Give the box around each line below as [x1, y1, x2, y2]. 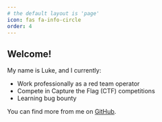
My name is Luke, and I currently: [7, 66, 102, 75]
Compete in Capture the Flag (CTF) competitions [16, 87, 156, 95]
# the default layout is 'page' [7, 10, 100, 17]
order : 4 [7, 23, 32, 29]
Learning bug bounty [16, 94, 77, 103]
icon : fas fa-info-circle [7, 16, 81, 23]
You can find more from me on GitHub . [7, 108, 117, 116]
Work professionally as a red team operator [16, 80, 140, 88]
